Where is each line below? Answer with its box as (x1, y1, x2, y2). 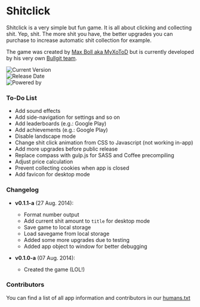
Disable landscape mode (14, 133, 76, 140)
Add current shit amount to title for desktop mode (23, 217, 150, 225)
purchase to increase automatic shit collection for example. (6, 36, 152, 44)
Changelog (6, 186, 39, 194)
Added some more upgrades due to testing (23, 236, 130, 243)
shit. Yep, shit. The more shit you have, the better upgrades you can (6, 30, 173, 37)
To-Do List (6, 94, 37, 102)
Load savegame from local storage (23, 230, 110, 237)
